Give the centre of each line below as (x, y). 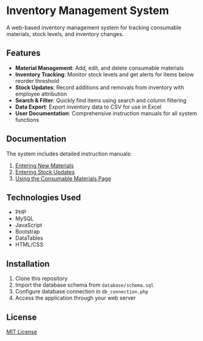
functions (27, 120)
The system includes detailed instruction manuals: (69, 154)
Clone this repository (41, 279)
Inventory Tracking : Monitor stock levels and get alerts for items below (105, 74)
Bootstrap (27, 232)
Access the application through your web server (75, 298)
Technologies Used (43, 197)
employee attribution (41, 94)
